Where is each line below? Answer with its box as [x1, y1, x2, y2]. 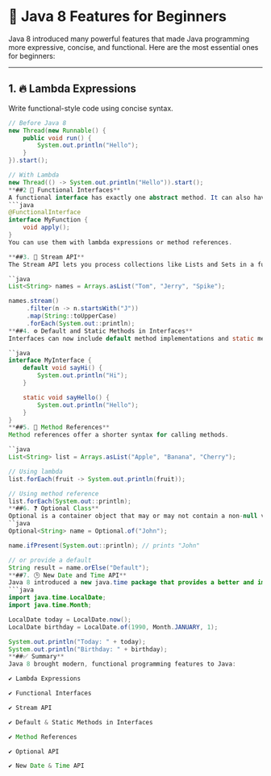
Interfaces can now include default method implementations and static [8, 334, 254, 342]
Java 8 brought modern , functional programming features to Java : [8, 660, 236, 668]
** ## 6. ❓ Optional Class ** [8, 504, 99, 512]
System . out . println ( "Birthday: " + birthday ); [8, 645, 168, 654]
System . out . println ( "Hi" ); [37, 371, 128, 380]
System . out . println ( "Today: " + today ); [8, 637, 147, 645]
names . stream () [8, 297, 60, 305]
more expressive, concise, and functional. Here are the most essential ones [8, 42, 259, 52]
